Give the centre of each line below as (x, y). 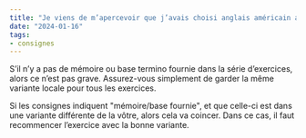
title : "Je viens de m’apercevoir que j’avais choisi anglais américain (150, 18)
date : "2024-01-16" (46, 26)
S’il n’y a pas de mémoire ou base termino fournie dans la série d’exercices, (151, 69)
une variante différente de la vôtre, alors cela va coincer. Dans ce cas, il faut (152, 115)
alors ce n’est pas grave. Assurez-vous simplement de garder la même (142, 79)
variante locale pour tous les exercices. (83, 88)
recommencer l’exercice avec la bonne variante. (99, 125)
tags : (20, 34)
